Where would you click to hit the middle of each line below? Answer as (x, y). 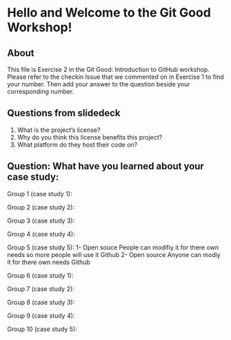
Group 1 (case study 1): (40, 193)
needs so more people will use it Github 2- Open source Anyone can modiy (114, 254)
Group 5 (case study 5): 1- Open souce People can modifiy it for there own (113, 247)
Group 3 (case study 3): (41, 220)
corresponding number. (41, 92)
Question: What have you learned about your (106, 166)
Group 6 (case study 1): (40, 275)
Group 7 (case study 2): (41, 289)
